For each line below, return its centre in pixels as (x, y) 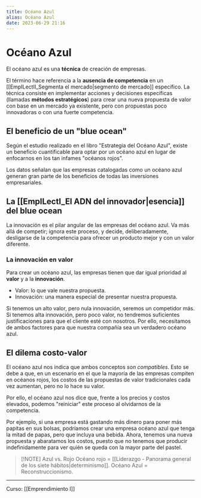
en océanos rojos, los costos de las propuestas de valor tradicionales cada (98, 380)
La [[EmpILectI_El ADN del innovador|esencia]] (95, 201)
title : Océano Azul (31, 12)
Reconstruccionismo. (47, 472)
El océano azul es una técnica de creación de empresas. (76, 69)
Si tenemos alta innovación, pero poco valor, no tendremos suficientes (93, 315)
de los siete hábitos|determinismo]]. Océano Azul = (84, 465)
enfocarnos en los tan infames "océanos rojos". (65, 158)
